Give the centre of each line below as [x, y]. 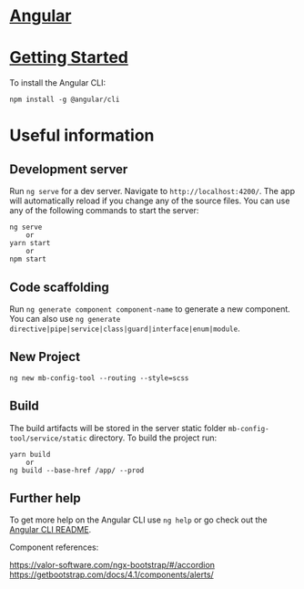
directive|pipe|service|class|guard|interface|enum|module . [125, 328]
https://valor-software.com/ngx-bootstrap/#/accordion [112, 565]
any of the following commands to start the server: [104, 211]
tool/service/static [49, 439]
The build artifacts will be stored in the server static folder [118, 428]
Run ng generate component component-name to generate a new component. [150, 309]
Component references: [54, 547]
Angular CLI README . [51, 530]
